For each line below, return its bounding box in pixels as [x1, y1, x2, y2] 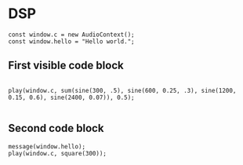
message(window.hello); [8, 142, 86, 150]
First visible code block [8, 59, 124, 72]
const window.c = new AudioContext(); [8, 31, 135, 38]
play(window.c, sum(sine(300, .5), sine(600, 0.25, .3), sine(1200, [8, 86, 237, 94]
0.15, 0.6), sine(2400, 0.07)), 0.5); [8, 93, 135, 101]
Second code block [8, 122, 104, 135]
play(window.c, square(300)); [8, 149, 107, 157]
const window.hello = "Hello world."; [8, 37, 135, 46]
